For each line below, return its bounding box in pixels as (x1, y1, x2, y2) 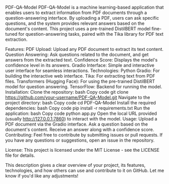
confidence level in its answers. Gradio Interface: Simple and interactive (5, 63, 155, 68)
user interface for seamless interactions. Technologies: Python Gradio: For (5, 68, 160, 74)
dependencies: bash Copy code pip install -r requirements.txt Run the (5, 105, 150, 111)
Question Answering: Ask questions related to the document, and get (5, 51, 149, 57)
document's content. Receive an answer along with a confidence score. (5, 127, 154, 133)
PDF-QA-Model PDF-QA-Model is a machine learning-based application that (5, 5, 164, 10)
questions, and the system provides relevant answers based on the (5, 20, 145, 26)
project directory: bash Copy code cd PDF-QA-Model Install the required (5, 100, 156, 105)
